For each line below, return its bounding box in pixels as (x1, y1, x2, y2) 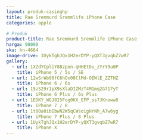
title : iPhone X (17, 125, 58, 131)
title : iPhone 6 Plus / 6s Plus (17, 92, 97, 98)
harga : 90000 (6, 42, 39, 48)
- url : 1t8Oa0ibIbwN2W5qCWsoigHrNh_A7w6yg (11, 108, 119, 114)
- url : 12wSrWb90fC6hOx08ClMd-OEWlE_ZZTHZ (11, 75, 119, 81)
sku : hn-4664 (6, 47, 39, 54)
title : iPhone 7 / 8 (17, 102, 68, 108)
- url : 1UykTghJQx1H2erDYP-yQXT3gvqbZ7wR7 (11, 119, 119, 125)
